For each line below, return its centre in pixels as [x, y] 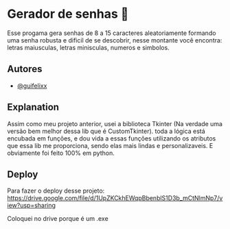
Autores [25, 69]
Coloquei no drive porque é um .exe [58, 219]
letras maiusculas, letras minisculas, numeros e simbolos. [88, 47]
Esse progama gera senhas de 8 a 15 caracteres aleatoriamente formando [112, 33]
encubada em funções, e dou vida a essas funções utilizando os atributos [112, 138]
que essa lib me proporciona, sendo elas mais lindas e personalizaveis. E [110, 145]
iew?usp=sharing [32, 206]
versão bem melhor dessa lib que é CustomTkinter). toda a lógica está [106, 131]
